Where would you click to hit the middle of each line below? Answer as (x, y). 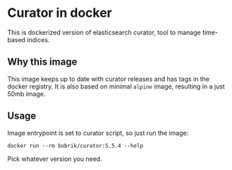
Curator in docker (60, 13)
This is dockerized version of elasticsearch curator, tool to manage (104, 32)
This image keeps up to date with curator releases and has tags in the (109, 79)
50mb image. (26, 93)
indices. (38, 39)
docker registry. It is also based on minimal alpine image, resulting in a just (116, 86)
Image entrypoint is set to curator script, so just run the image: (98, 133)
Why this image (42, 62)
